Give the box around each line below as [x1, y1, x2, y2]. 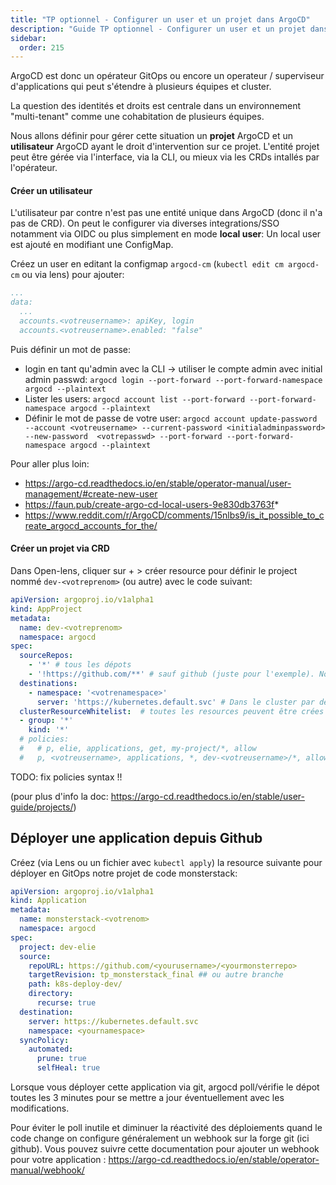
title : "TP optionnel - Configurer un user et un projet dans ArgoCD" [10, 14, 311, 25]
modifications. [10, 1102, 70, 1115]
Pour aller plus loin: [10, 457, 90, 470]
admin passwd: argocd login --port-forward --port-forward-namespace [24, 373, 323, 385]
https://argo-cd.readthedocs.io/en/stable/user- [110, 790, 305, 802]
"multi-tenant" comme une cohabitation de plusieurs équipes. [10, 111, 265, 123]
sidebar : [10, 33, 47, 43]
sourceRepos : [19, 651, 74, 661]
